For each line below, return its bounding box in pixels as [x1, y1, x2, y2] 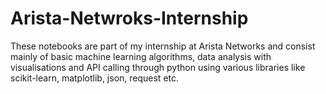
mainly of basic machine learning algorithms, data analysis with [10, 50, 272, 62]
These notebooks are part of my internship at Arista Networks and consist [10, 40, 316, 52]
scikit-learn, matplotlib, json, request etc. [10, 72, 180, 84]
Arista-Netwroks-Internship [10, 7, 249, 30]
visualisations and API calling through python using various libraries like [10, 61, 306, 73]
